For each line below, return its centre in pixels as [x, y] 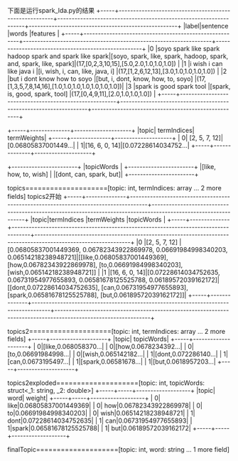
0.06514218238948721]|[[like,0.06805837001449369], [88, 257]
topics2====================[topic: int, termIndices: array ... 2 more [117, 331]
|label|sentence [206, 26]
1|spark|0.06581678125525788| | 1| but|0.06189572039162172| [99, 428]
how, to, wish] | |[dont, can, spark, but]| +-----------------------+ [103, 174]
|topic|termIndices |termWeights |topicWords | [98, 219]
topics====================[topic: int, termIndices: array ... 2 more [114, 188]
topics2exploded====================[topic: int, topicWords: [106, 383]
